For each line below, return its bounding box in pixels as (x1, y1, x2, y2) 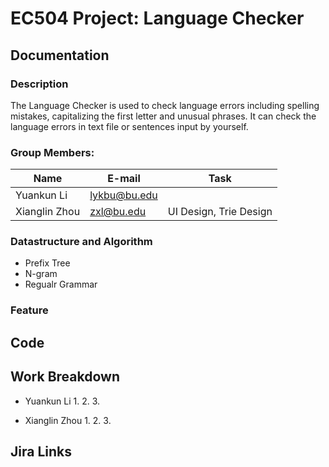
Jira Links (10, 443, 72, 460)
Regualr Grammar (24, 278, 98, 291)
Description (10, 77, 69, 91)
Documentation (10, 47, 110, 64)
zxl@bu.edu (89, 205, 147, 219)
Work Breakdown (10, 368, 120, 386)
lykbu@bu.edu (89, 188, 158, 202)
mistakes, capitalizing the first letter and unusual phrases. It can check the (10, 110, 317, 122)
